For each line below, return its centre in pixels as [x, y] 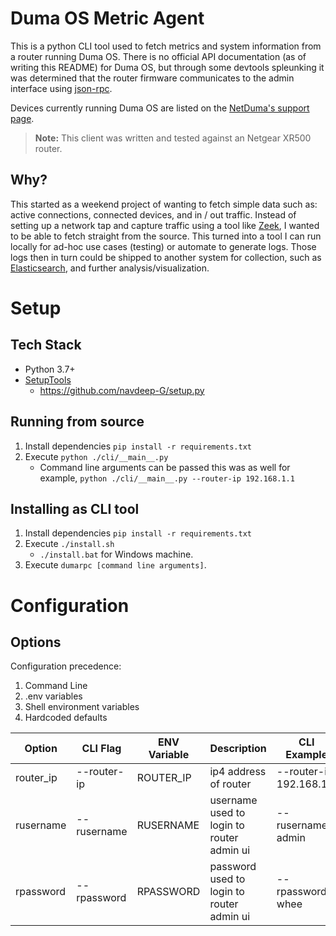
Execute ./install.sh [69, 544]
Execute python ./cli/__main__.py [96, 456]
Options [36, 642]
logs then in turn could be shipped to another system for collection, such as [166, 257]
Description [238, 749]
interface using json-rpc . [61, 88]
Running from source [77, 422]
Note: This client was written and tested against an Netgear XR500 [173, 138]
